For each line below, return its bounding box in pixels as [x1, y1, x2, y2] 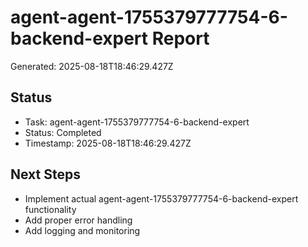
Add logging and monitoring [24, 224, 141, 236]
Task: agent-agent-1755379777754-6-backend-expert [24, 116, 250, 128]
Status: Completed [24, 126, 102, 138]
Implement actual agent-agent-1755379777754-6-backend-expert [24, 192, 299, 205]
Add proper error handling [24, 214, 133, 226]
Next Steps [10, 166, 81, 183]
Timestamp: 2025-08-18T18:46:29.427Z [24, 137, 192, 149]
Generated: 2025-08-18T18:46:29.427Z [10, 60, 174, 72]
